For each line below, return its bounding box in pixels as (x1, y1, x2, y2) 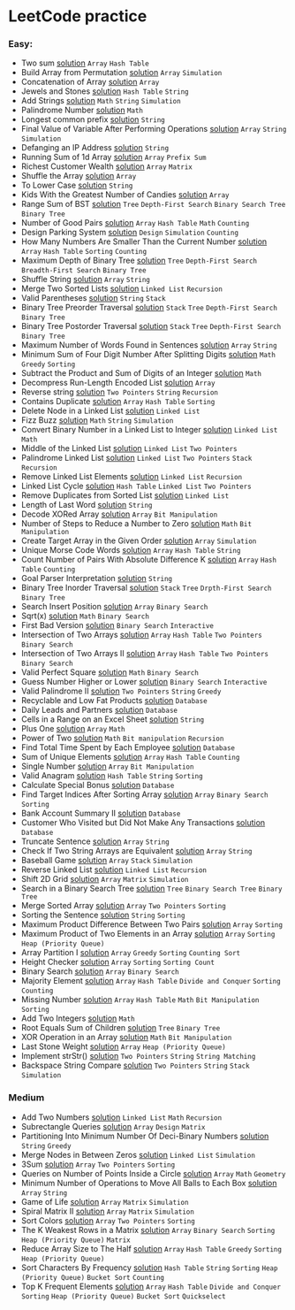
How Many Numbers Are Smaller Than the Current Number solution (20, 236, 268, 247)
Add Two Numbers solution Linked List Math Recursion (20, 1112, 223, 1122)
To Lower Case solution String (20, 180, 133, 191)
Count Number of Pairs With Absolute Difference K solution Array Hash (20, 555, 277, 565)
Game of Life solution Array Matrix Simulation (20, 1196, 189, 1207)
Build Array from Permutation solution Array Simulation (20, 67, 223, 78)
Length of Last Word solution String (20, 500, 153, 510)
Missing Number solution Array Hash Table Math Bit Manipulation (20, 994, 260, 1005)
